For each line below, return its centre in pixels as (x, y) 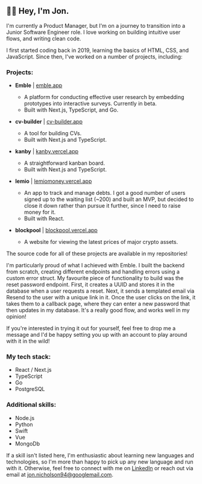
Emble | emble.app (39, 86)
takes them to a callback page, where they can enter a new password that (98, 304)
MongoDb (27, 444)
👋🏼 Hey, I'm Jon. (38, 11)
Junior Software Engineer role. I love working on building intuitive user (93, 32)
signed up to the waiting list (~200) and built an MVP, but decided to (109, 199)
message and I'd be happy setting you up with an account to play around (97, 335)
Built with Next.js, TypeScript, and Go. (71, 110)
